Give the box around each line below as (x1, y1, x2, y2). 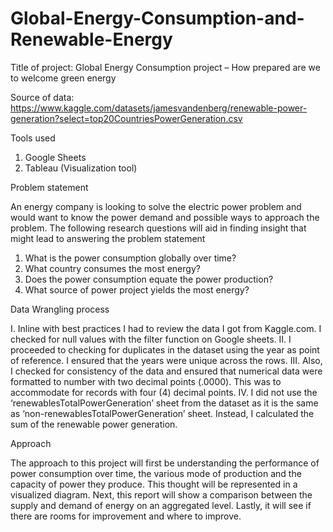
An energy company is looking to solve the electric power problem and (10, 200, 302, 212)
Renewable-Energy (10, 28, 173, 51)
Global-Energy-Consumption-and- (10, 7, 305, 30)
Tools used (10, 132, 56, 144)
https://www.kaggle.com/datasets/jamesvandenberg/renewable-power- (10, 102, 308, 114)
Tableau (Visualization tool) (24, 162, 138, 174)
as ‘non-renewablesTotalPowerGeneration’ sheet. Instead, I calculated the (10, 407, 315, 419)
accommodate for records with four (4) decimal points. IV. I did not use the (10, 386, 318, 398)
